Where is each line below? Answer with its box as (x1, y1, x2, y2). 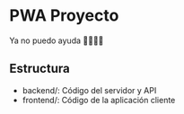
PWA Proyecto (9, 5, 119, 26)
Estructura (9, 61, 70, 76)
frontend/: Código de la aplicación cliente (22, 94, 176, 105)
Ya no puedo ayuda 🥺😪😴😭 (9, 35, 104, 46)
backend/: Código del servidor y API (22, 84, 157, 95)
